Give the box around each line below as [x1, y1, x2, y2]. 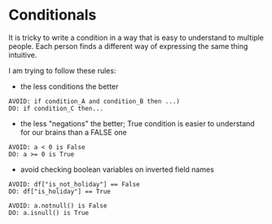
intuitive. [8, 50, 37, 59]
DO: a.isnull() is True [8, 209, 90, 217]
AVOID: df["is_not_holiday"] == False [8, 180, 140, 188]
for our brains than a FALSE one [20, 127, 128, 137]
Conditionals [8, 6, 97, 24]
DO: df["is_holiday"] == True [8, 187, 112, 195]
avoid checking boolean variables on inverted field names [20, 165, 214, 174]
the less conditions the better [20, 81, 119, 91]
